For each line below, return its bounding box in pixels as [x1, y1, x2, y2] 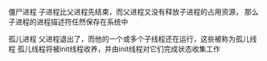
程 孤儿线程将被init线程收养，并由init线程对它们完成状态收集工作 [8, 44, 221, 54]
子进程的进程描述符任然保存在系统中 [8, 17, 129, 26]
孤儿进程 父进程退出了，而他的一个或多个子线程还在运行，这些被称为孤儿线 [8, 35, 257, 43]
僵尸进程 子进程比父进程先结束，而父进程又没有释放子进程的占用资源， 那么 [8, 7, 259, 16]
